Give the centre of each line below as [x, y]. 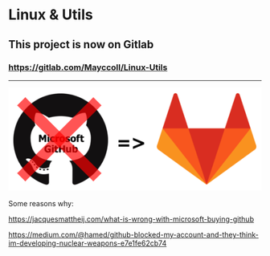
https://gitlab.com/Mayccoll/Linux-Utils [88, 67]
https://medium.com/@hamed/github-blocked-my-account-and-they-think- [133, 235]
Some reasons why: [41, 204]
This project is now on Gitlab [81, 45]
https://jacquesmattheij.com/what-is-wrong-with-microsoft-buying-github [131, 219]
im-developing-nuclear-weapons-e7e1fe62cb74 [88, 243]
